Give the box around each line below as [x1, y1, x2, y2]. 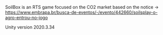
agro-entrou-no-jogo [5, 15, 48, 20]
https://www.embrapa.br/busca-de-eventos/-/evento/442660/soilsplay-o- [5, 9, 158, 15]
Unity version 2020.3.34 [5, 24, 55, 30]
